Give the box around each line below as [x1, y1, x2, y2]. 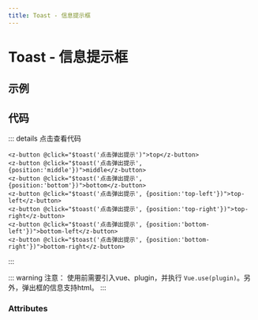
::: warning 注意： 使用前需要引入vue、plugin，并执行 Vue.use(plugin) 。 [8, 273, 245, 283]
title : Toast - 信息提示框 [8, 11, 91, 20]
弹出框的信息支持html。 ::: [21, 283, 107, 292]
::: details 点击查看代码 [8, 134, 81, 143]
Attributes [8, 303, 48, 314]
